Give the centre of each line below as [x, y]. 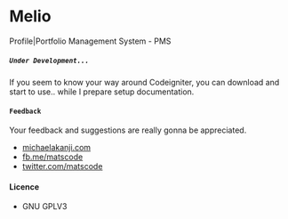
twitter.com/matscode [62, 166]
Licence [24, 187]
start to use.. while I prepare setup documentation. [102, 92]
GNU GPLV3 [44, 207]
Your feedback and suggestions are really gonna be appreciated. [128, 130]
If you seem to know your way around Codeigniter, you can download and [144, 82]
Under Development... [49, 61]
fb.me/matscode [52, 157]
